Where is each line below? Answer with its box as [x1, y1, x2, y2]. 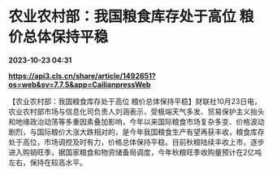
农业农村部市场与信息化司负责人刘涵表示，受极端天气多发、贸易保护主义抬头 [8, 107, 265, 116]
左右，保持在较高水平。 [8, 157, 87, 167]
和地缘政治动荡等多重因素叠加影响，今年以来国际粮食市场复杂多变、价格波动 [8, 116, 265, 126]
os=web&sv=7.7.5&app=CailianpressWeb [8, 79, 151, 90]
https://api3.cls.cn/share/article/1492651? [8, 71, 156, 81]
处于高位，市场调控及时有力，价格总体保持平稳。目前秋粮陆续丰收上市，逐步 [8, 137, 265, 147]
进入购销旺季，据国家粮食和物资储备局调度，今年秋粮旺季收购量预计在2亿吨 [8, 147, 262, 157]
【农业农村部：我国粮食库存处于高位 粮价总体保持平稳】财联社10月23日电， [8, 96, 262, 106]
